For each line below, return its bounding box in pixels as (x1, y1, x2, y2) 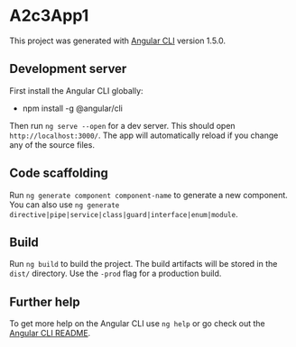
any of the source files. (9, 139, 95, 150)
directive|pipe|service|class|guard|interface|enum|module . (9, 208, 238, 219)
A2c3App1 (9, 5, 89, 26)
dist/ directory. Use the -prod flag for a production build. (9, 268, 222, 279)
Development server (9, 61, 127, 77)
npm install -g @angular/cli (22, 103, 124, 114)
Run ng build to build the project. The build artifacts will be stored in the (9, 259, 278, 269)
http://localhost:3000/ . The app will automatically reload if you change (9, 130, 279, 141)
